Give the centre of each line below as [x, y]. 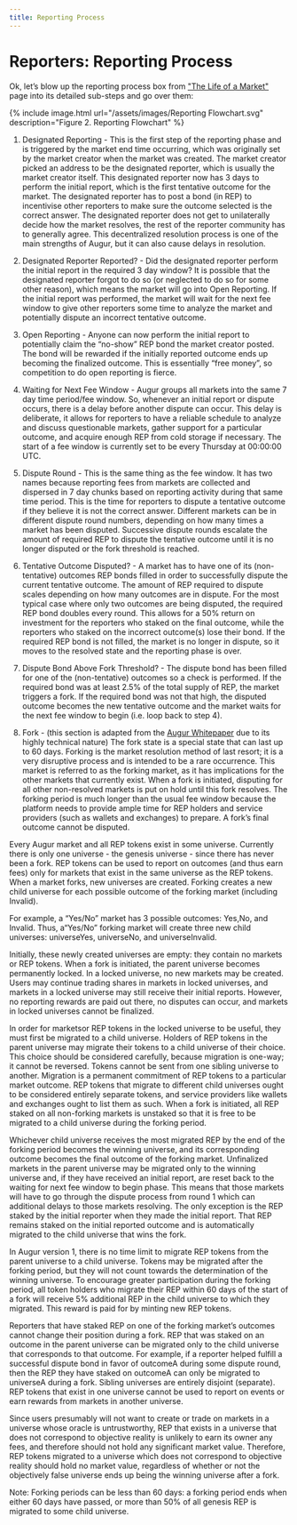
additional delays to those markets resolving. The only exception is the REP [146, 1206]
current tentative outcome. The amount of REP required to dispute [143, 584]
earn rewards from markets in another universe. [96, 1401]
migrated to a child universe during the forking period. [108, 1122]
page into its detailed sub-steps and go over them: [102, 95]
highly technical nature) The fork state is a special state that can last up [152, 742]
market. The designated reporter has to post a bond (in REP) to [137, 196]
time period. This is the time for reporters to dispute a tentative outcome [154, 501]
